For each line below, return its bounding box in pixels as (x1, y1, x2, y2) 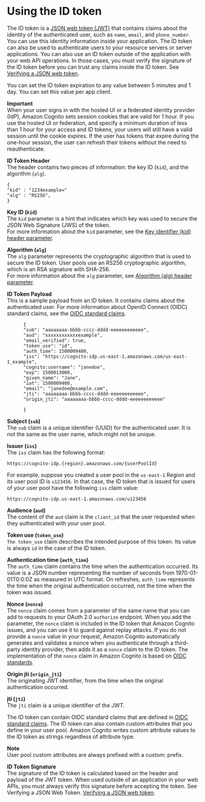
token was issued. (7, 588, 52, 595)
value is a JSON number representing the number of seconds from (7, 569, 174, 577)
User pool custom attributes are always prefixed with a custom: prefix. (7, 751, 184, 758)
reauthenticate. (7, 145, 45, 152)
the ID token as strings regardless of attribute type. (7, 733, 135, 740)
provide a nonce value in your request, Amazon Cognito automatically (7, 633, 181, 640)
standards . (7, 658, 34, 665)
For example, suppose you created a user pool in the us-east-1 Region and (7, 471, 195, 478)
